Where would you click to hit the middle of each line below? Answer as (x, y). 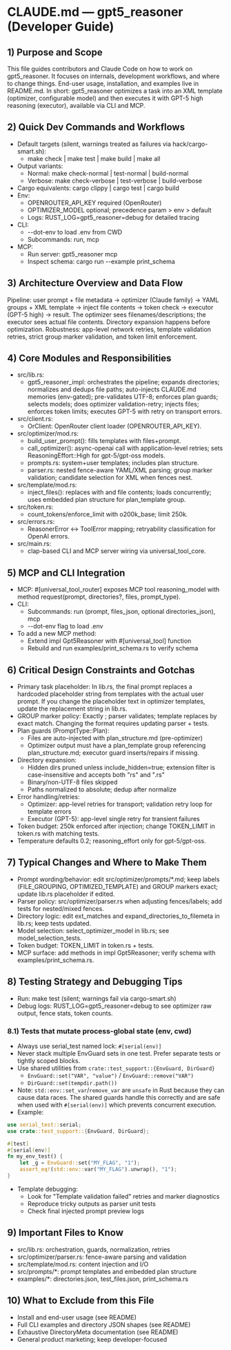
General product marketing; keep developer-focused (92, 1339)
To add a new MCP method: (57, 634)
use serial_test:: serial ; (44, 1125)
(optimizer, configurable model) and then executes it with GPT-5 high (105, 98)
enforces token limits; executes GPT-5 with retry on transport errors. (124, 411)
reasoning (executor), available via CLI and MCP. (77, 105)
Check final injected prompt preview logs (86, 1211)
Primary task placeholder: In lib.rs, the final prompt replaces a (105, 687)
